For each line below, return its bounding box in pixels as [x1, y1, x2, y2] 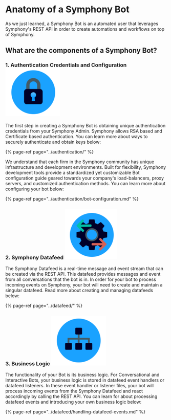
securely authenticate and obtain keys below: [5, 139, 101, 145]
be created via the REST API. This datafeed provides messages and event [5, 271, 161, 277]
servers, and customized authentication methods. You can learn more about [5, 180, 165, 186]
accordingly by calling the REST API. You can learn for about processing [5, 393, 158, 400]
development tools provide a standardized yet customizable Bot [5, 169, 140, 175]
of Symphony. [5, 31, 35, 37]
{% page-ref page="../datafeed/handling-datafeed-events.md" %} [5, 409, 146, 415]
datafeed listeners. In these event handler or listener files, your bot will [5, 383, 154, 389]
